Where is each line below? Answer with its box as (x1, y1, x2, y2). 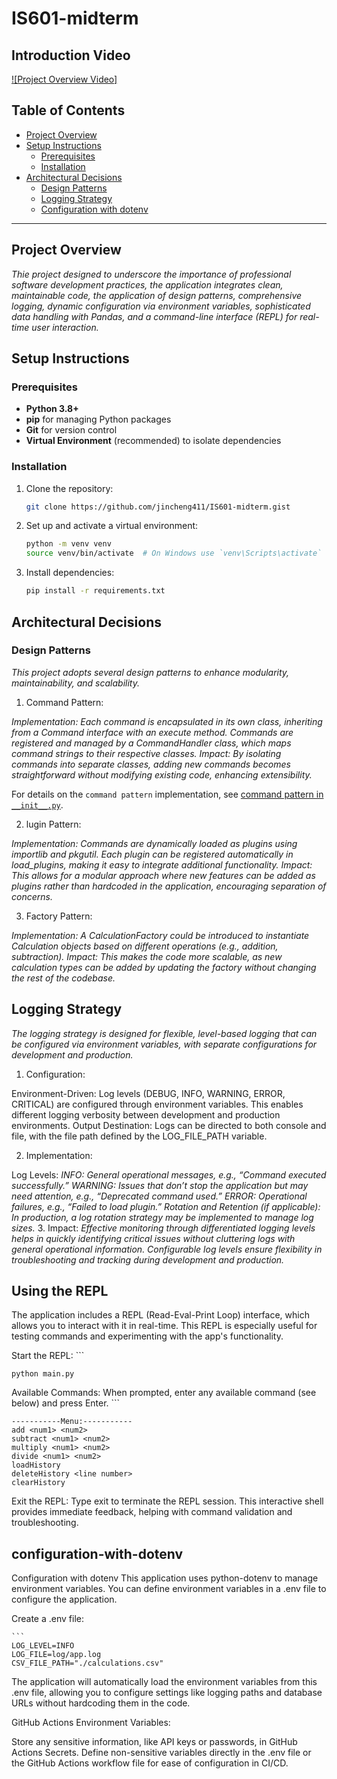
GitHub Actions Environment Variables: (11, 1717, 171, 1729)
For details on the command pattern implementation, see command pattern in (11, 788, 324, 800)
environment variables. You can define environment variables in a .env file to (11, 1583, 327, 1595)
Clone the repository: (25, 482, 114, 494)
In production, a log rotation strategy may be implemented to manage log (11, 1211, 314, 1223)
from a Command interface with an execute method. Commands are (11, 726, 294, 738)
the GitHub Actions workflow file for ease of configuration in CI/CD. (11, 1757, 289, 1769)
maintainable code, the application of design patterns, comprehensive (11, 289, 303, 301)
